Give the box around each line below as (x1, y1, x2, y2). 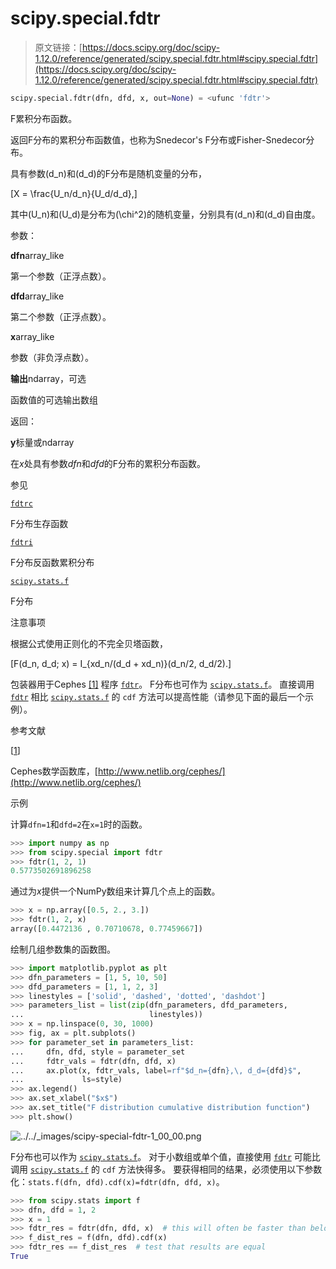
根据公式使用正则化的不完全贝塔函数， (10, 637, 168, 649)
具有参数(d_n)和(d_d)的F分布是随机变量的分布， (10, 167, 207, 179)
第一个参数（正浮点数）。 (10, 270, 112, 282)
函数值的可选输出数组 (10, 393, 98, 406)
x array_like (10, 330, 55, 342)
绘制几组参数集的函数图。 (10, 943, 116, 955)
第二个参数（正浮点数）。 (10, 310, 112, 322)
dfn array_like (10, 249, 65, 261)
